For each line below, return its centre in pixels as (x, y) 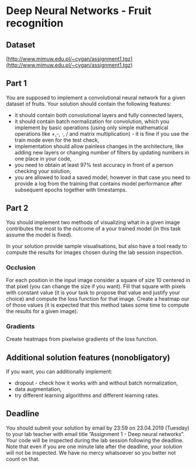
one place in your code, (43, 159)
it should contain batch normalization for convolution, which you (92, 121)
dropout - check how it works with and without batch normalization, (96, 383)
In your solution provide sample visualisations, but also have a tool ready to (97, 246)
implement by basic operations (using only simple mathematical (91, 128)
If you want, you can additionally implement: (59, 372)
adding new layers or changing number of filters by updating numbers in (102, 152)
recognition (35, 23)
